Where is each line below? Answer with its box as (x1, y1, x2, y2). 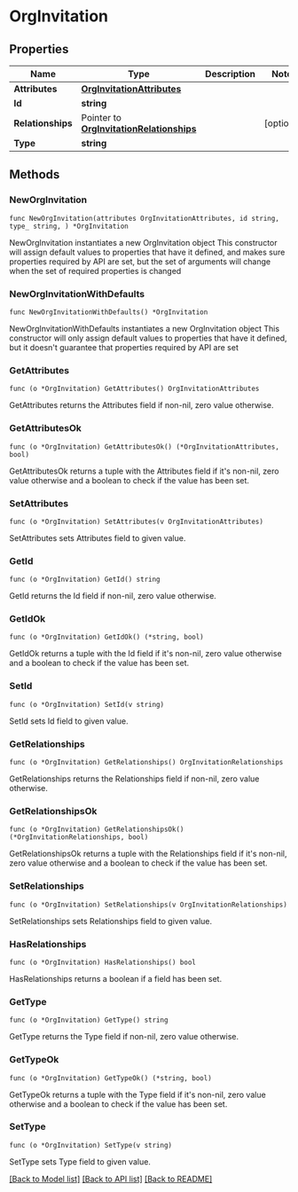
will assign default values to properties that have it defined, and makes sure (9, 247, 286, 257)
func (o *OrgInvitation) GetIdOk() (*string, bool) (9, 632, 204, 642)
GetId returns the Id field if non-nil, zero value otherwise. (9, 591, 217, 601)
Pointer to (81, 112, 122, 123)
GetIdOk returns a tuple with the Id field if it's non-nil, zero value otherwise (9, 648, 282, 659)
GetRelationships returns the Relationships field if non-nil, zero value (9, 773, 260, 784)
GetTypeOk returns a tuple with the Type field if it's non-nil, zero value (9, 1089, 266, 1100)
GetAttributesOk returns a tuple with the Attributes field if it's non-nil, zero (9, 466, 279, 476)
